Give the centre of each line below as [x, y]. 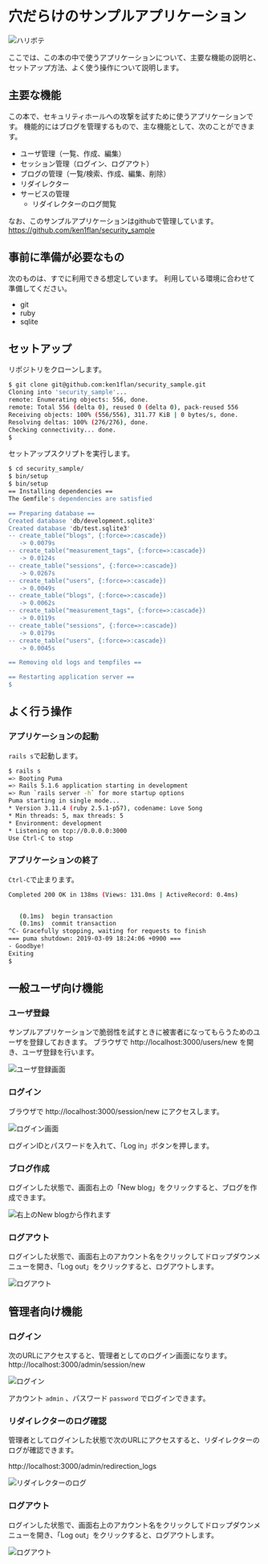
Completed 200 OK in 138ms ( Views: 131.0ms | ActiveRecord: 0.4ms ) [124, 894]
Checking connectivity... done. [62, 430]
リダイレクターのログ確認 [57, 1421]
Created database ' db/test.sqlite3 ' [69, 528]
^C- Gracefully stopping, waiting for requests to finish [107, 931]
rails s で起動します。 [45, 755]
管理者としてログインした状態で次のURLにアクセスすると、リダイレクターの [134, 1440]
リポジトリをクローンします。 [57, 369]
